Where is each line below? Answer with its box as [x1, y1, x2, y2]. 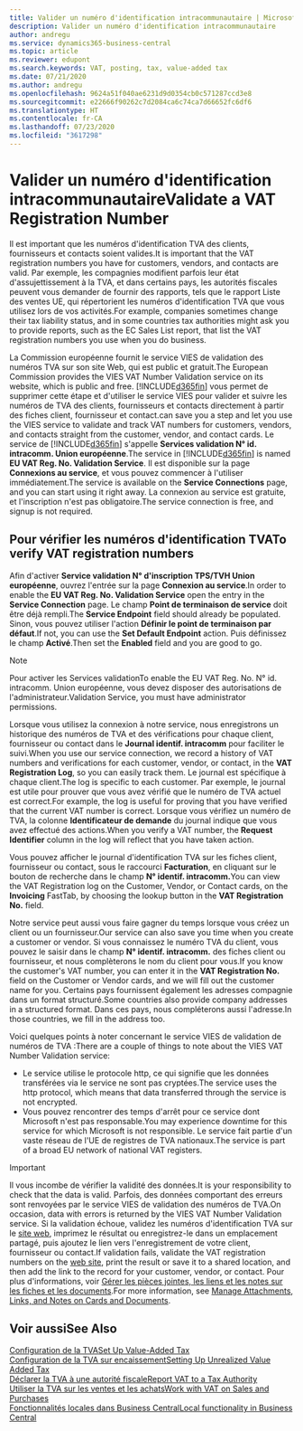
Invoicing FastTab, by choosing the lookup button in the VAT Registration [9, 890, 284, 901]
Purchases [9, 1393, 50, 1404]
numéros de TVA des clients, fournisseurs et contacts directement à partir [9, 400, 284, 411]
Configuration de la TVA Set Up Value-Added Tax [9, 1345, 190, 1356]
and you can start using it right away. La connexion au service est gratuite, [9, 486, 287, 498]
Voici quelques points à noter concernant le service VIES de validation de [9, 1030, 282, 1041]
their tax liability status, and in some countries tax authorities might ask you [9, 315, 289, 326]
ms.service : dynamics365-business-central [9, 38, 171, 48]
